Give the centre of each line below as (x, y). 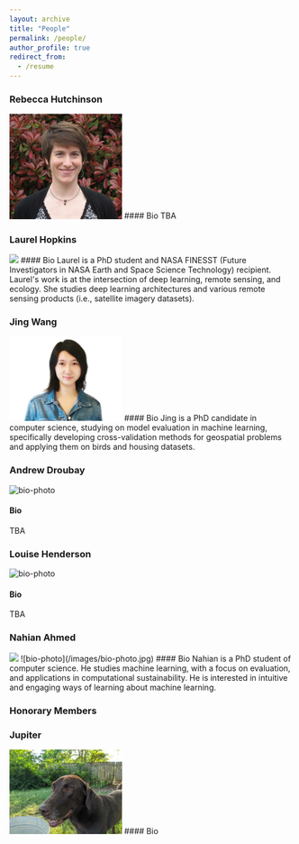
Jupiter (26, 735)
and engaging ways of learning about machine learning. (113, 687)
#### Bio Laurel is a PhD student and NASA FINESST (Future (133, 260)
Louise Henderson (50, 554)
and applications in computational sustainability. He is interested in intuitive (149, 677)
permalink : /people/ (48, 38)
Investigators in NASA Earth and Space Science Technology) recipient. (140, 270)
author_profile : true (50, 48)
